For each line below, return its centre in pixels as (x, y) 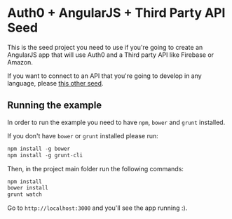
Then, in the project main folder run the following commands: (96, 168)
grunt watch (25, 194)
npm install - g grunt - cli (45, 155)
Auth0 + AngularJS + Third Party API (116, 13)
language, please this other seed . (55, 83)
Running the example (55, 106)
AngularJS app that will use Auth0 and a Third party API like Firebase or (111, 55)
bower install (28, 188)
